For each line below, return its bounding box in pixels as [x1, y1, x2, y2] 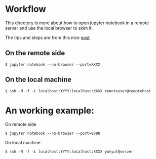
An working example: [5, 105, 95, 116]
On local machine [5, 139, 41, 145]
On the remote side [5, 49, 65, 57]
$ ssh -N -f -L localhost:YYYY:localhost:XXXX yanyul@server [5, 149, 134, 154]
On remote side [5, 121, 37, 127]
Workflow [5, 3, 46, 15]
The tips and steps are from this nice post [5, 35, 90, 40]
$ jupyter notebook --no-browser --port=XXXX [5, 62, 100, 67]
